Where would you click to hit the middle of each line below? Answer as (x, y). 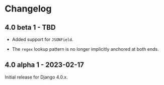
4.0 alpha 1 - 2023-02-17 (44, 65)
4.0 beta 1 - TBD (30, 27)
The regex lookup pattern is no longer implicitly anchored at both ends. (85, 49)
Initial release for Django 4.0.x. (36, 77)
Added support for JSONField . (43, 39)
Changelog (28, 9)
